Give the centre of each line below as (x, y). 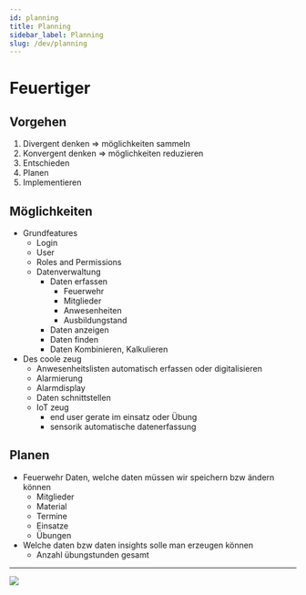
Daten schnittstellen (73, 398)
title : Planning (40, 26)
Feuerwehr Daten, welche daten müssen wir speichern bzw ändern (148, 477)
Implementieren (52, 182)
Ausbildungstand (95, 321)
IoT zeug (53, 407)
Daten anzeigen (79, 330)
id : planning (34, 18)
